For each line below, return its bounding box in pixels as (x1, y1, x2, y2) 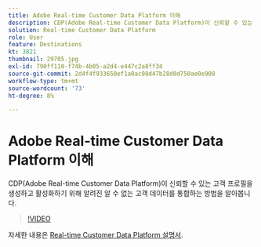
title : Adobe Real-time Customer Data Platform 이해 (8, 11, 181, 20)
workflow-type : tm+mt (8, 77, 79, 85)
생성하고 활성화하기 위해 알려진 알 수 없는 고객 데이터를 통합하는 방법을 (8, 189, 223, 198)
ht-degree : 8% (8, 92, 55, 100)
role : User (8, 33, 44, 42)
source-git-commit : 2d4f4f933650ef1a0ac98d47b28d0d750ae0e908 (8, 70, 216, 78)
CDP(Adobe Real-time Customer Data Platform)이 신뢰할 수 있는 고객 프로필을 (8, 179, 253, 188)
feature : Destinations (8, 41, 82, 49)
